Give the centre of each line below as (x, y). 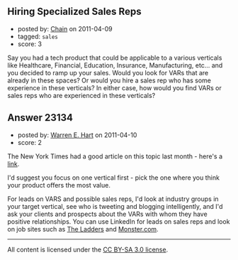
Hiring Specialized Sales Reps (74, 12)
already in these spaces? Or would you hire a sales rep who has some (109, 80)
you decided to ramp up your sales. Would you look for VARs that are (108, 72)
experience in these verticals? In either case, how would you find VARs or (114, 87)
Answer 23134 (40, 118)
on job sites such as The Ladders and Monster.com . (83, 229)
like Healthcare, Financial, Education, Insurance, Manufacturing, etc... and (115, 65)
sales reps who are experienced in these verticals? (81, 95)
